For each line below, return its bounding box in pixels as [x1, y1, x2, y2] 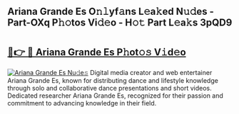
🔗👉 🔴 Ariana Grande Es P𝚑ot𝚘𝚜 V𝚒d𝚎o [7, 46, 187, 58]
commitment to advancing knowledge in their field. [7, 99, 157, 107]
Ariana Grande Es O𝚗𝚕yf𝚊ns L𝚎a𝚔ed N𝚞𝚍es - [7, 6, 214, 18]
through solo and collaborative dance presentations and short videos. [7, 84, 212, 92]
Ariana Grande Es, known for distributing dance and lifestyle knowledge [7, 76, 219, 84]
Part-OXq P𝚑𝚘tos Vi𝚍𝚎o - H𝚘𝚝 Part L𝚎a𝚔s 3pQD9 [7, 17, 233, 29]
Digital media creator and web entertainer [90, 69, 213, 76]
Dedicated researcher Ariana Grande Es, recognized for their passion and [7, 91, 223, 100]
